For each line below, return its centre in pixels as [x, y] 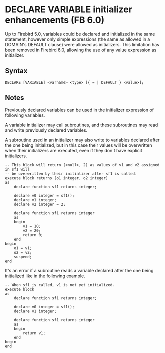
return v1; [34, 333]
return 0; [33, 235]
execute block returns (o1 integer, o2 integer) [57, 178]
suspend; [23, 257]
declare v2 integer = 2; [40, 204]
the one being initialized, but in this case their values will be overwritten [79, 145]
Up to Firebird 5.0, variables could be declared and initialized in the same [80, 34]
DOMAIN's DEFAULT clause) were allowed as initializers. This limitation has [82, 44]
